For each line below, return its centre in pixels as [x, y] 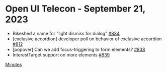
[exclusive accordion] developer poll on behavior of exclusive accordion [87, 39]
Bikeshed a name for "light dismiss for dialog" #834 [66, 33]
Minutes [14, 64]
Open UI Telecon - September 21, [75, 9]
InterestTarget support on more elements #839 [61, 55]
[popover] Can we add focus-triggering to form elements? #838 [79, 49]
